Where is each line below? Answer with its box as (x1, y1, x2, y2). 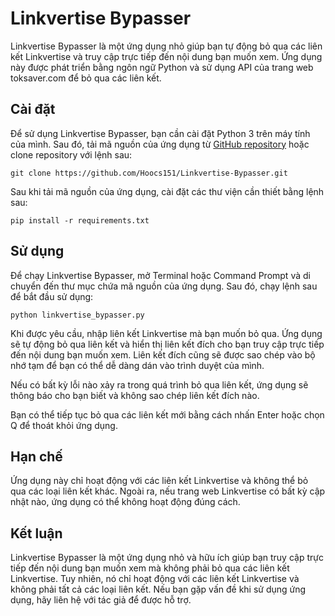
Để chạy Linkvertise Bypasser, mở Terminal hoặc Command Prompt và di (10, 269, 311, 281)
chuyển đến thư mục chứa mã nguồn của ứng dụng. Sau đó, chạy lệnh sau (10, 280, 318, 292)
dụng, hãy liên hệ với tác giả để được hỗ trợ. (10, 594, 192, 606)
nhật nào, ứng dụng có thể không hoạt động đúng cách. (10, 496, 241, 508)
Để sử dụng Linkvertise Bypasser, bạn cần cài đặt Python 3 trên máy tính (10, 127, 311, 139)
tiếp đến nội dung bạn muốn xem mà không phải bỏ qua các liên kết (10, 562, 290, 574)
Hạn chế (10, 448, 63, 465)
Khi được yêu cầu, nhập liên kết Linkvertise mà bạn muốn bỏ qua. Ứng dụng (10, 327, 323, 339)
